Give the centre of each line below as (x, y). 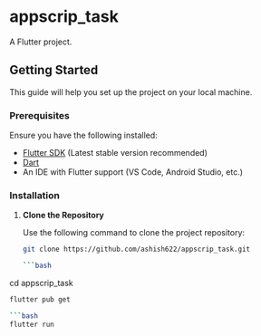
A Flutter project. (41, 42)
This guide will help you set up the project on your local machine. (131, 91)
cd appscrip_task (42, 283)
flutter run (32, 324)
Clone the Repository (63, 216)
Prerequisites (39, 115)
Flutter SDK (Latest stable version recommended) (115, 153)
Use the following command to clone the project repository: (134, 233)
